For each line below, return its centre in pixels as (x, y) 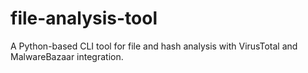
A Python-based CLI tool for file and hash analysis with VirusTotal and (154, 46)
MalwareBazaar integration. (67, 56)
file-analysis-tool (84, 18)
